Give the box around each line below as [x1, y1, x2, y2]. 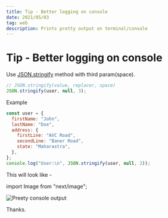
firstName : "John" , [11, 116, 60, 122]
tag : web [6, 20, 28, 26]
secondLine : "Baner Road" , [17, 138, 84, 144]
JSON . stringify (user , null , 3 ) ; [6, 88, 86, 94]
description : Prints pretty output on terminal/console [6, 25, 148, 32]
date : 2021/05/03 [6, 14, 49, 20]
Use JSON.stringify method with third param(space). [6, 71, 135, 78]
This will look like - [6, 171, 52, 178]
